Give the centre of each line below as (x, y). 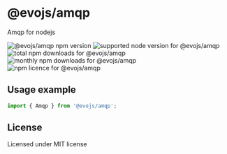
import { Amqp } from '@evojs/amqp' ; (62, 106)
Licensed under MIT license (47, 144)
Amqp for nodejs (31, 32)
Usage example (42, 90)
